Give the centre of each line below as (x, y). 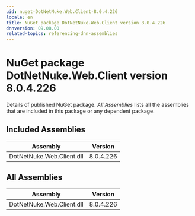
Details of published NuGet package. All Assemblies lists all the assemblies (98, 105)
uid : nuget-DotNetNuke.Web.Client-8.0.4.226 (62, 12)
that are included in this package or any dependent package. (81, 111)
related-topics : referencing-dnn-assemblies (62, 34)
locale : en (20, 17)
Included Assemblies (46, 130)
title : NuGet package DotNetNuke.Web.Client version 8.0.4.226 (86, 23)
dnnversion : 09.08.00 (33, 28)
